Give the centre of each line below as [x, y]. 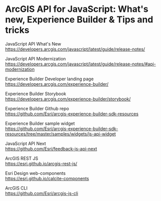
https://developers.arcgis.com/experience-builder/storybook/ [68, 99]
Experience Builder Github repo [37, 108]
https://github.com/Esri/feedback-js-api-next [51, 149]
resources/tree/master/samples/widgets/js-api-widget [61, 134]
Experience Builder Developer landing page [50, 79]
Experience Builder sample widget [40, 123]
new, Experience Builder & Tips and [79, 20]
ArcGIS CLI [16, 188]
